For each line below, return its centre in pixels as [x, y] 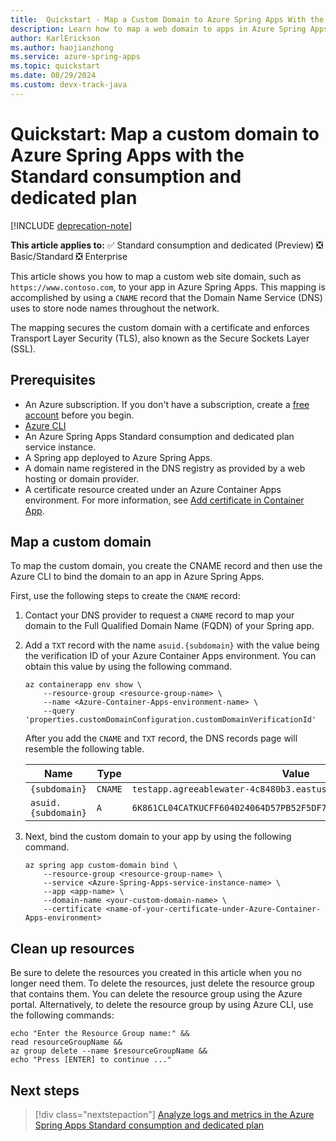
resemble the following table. [84, 749]
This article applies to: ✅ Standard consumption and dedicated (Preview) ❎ [167, 245]
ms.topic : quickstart [55, 66]
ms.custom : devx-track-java [69, 85]
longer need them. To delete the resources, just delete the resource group [162, 983]
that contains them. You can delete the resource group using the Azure [156, 994]
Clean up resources [72, 948]
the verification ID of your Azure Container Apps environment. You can [170, 656]
